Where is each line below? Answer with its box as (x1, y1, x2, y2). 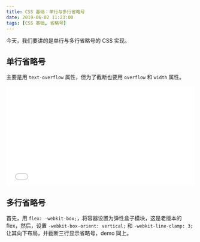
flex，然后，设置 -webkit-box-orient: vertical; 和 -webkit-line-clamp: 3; (6, 222, 193, 229)
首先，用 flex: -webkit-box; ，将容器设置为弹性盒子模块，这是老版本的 (6, 214, 182, 222)
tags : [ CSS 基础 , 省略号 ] (6, 20, 66, 26)
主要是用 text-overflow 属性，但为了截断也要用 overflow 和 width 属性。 (6, 73, 184, 81)
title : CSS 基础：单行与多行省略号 (6, 8, 85, 15)
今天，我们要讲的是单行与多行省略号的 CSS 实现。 (6, 37, 131, 44)
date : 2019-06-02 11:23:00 (6, 14, 74, 20)
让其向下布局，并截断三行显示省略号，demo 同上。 (6, 229, 132, 237)
